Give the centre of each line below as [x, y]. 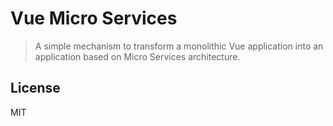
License [35, 88]
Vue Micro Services [94, 18]
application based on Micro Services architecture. [137, 56]
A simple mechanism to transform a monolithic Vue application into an [179, 46]
